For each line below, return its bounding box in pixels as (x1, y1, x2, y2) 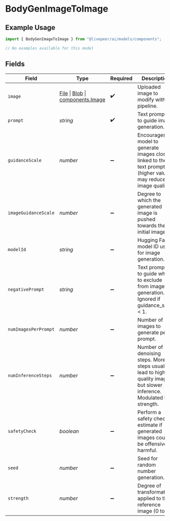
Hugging (137, 236, 158, 244)
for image (137, 249, 160, 256)
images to (137, 323, 161, 330)
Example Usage (5, 23, 56, 32)
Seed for (137, 455, 158, 462)
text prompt (137, 163, 165, 170)
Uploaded (137, 83, 161, 90)
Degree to (137, 190, 161, 197)
